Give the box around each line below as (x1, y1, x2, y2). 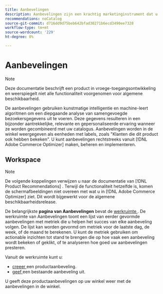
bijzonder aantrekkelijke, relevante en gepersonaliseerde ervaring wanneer (5, 121, 155, 126)
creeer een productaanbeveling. (12, 263, 77, 269)
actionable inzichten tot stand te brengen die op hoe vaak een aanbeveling (5, 234, 155, 240)
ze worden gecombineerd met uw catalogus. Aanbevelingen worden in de (5, 126, 153, 132)
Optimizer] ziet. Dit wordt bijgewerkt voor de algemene (5, 193, 115, 199)
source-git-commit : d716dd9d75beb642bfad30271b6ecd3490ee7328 (5, 21, 134, 26)
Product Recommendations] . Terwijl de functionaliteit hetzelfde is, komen (5, 183, 153, 189)
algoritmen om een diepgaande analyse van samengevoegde (5, 110, 127, 116)
